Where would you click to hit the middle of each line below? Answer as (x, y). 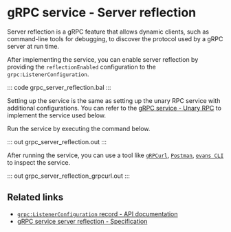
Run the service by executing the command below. (79, 128)
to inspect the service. (39, 162)
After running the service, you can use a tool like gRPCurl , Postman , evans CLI (115, 155)
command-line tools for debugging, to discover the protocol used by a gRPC (115, 38)
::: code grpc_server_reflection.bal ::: (59, 87)
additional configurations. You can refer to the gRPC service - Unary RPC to (114, 108)
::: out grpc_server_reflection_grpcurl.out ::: (69, 176)
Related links (35, 197)
